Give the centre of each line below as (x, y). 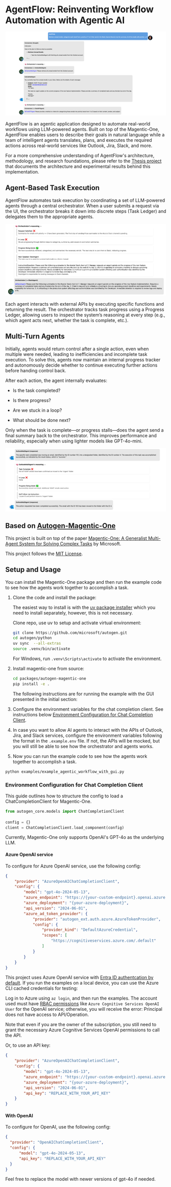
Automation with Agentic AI (65, 20)
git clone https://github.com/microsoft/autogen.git (70, 633)
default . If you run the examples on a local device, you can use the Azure (82, 983)
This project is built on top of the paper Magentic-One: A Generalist (76, 538)
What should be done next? (42, 420)
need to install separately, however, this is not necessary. (73, 612)
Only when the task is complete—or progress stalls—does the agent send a (85, 430)
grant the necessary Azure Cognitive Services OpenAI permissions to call (82, 1030)
